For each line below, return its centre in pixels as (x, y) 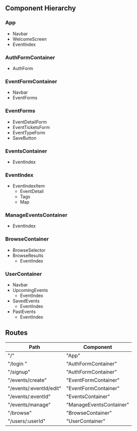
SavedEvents (26, 301)
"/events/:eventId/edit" (35, 388)
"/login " (18, 363)
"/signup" (19, 372)
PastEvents (24, 312)
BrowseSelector (29, 250)
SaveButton (24, 138)
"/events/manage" (29, 404)
